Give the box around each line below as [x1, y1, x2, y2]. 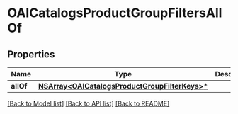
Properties [7, 48, 55, 60]
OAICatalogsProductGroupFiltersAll [7, 5, 222, 21]
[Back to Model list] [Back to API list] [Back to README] [7, 99, 170, 108]
